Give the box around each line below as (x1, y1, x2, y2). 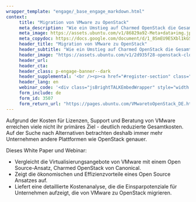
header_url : (19, 57, 48, 63)
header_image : (19, 52, 54, 58)
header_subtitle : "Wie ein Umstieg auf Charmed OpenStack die (19, 47, 174, 53)
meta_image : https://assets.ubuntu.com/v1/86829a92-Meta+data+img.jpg (19, 30, 194, 36)
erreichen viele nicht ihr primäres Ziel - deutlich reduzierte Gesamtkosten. (6, 123, 184, 130)
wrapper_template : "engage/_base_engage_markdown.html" (6, 8, 145, 15)
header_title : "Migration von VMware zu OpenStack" (19, 41, 148, 47)
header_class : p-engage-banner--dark (19, 68, 111, 74)
